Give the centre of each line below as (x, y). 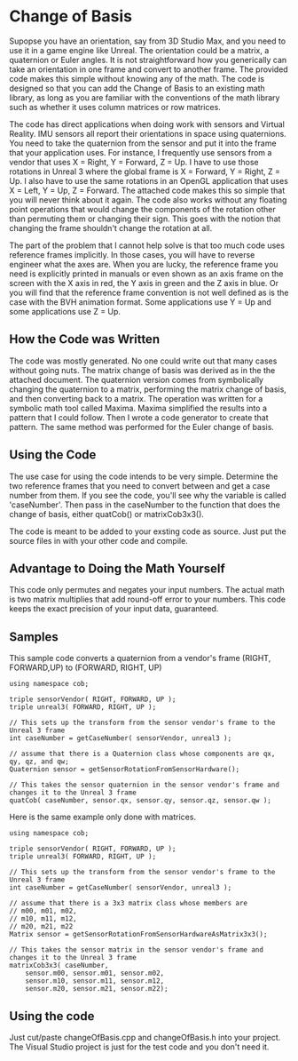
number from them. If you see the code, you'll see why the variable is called (148, 495)
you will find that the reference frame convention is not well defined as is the (149, 292)
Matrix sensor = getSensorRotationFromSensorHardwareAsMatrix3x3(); (138, 935)
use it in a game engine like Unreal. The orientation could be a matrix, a (139, 50)
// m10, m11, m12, (43, 919)
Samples (34, 637)
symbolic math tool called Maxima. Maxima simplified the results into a (138, 408)
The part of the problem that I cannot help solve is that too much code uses (147, 245)
